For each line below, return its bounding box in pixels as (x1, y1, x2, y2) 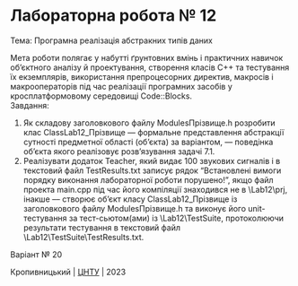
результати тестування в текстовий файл (22, 221, 181, 233)
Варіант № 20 (10, 248, 63, 260)
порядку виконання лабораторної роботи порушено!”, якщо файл (22, 174, 274, 185)
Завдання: (10, 100, 50, 110)
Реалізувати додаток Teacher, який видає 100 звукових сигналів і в (22, 155, 281, 166)
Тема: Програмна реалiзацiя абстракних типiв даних (10, 35, 214, 46)
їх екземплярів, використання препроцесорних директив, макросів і (10, 71, 274, 82)
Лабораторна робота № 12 (10, 5, 217, 26)
